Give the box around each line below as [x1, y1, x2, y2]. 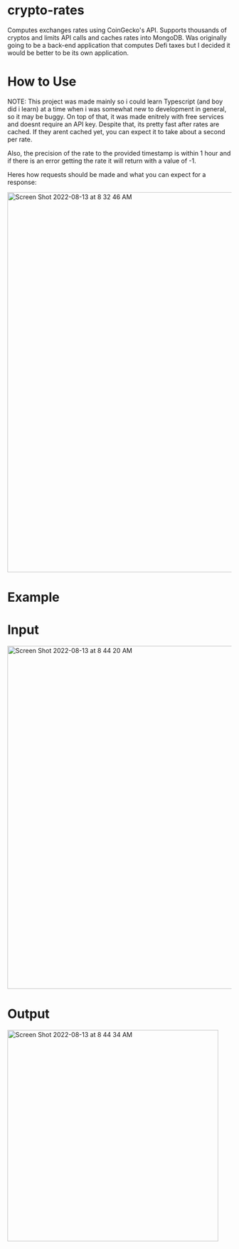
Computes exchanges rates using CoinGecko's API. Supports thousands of [7, 26, 228, 34]
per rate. [7, 135, 33, 143]
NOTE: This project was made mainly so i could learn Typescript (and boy [7, 97, 223, 106]
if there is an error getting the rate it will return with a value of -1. [7, 156, 197, 165]
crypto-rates [7, 2, 85, 19]
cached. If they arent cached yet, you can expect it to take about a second [7, 127, 225, 136]
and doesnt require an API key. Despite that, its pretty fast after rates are [7, 120, 220, 128]
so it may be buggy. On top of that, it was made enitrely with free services [7, 112, 224, 121]
